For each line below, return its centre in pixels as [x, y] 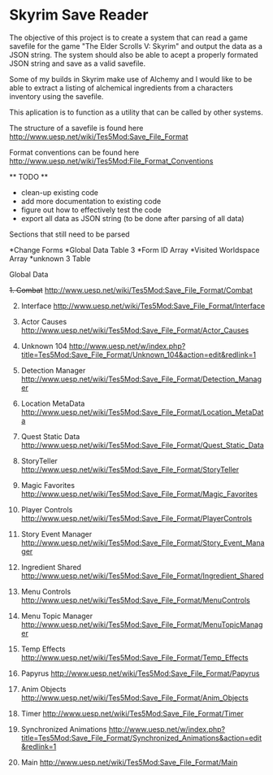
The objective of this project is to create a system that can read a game [129, 37]
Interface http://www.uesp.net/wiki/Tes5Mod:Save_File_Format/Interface [143, 306]
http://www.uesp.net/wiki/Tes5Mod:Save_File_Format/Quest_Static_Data [143, 445]
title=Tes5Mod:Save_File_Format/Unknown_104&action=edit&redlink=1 [139, 355]
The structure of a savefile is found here [76, 128]
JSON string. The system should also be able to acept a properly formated [134, 54]
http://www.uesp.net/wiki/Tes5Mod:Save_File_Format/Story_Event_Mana [143, 542]
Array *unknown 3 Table [50, 259]
